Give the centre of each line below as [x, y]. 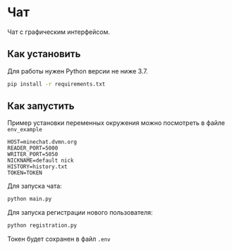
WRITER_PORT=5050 [33, 155]
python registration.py [42, 226]
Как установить [44, 54]
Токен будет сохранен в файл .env [59, 239]
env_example [25, 130]
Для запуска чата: [35, 186]
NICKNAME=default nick [41, 161]
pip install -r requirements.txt [56, 84]
